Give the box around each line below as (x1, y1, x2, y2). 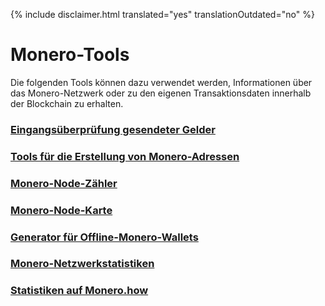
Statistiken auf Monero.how (10, 284, 149, 298)
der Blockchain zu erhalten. (10, 97, 124, 109)
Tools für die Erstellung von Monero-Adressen (10, 149, 240, 163)
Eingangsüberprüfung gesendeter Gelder (10, 122, 216, 136)
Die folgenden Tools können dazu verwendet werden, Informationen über (10, 76, 313, 88)
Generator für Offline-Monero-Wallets (10, 230, 199, 244)
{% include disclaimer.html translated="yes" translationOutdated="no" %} (10, 9, 315, 20)
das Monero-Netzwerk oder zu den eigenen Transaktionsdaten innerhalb (10, 87, 312, 99)
